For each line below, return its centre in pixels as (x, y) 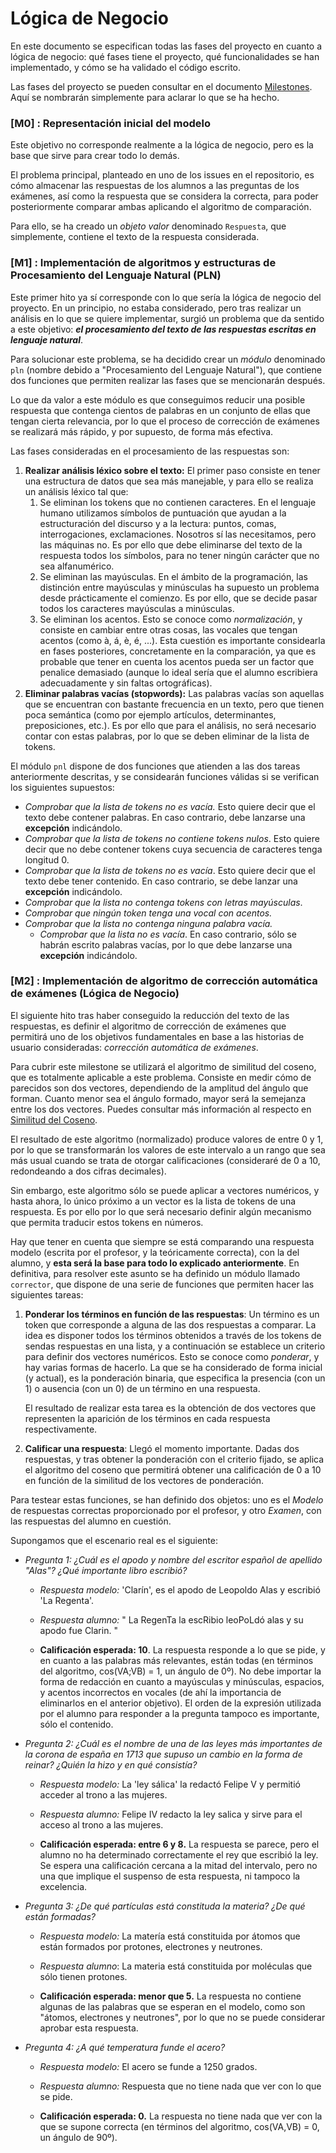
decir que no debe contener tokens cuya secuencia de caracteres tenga (173, 849)
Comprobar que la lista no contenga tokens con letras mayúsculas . (163, 902)
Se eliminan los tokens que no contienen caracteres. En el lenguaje (178, 502)
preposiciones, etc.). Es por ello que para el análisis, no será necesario (170, 725)
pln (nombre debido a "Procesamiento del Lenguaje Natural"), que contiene (166, 369)
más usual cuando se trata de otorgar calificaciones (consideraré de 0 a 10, (165, 1160)
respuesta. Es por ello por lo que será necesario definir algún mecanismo (161, 1211)
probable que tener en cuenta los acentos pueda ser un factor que (177, 661)
